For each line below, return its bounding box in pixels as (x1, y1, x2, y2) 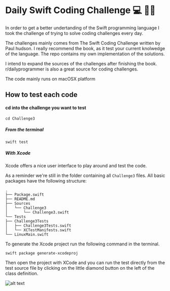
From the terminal (5, 127, 44, 133)
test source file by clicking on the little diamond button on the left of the (5, 265, 155, 271)
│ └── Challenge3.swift (5, 210, 70, 215)
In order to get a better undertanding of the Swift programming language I (5, 24, 160, 31)
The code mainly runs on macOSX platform (5, 76, 95, 82)
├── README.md (5, 197, 36, 202)
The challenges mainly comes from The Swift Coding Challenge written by (5, 40, 161, 46)
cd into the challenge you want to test (5, 104, 86, 111)
